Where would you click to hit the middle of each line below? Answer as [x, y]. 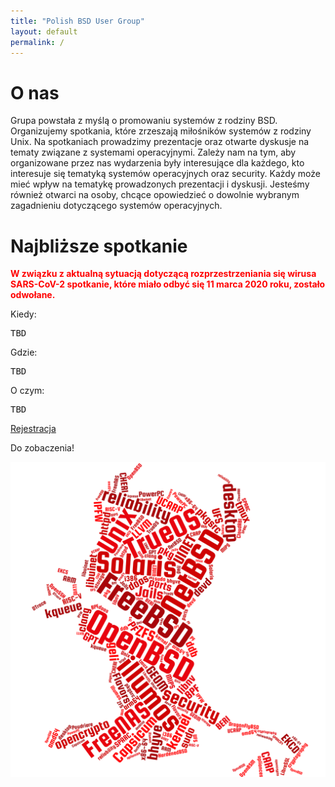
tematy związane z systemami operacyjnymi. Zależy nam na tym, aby [153, 152]
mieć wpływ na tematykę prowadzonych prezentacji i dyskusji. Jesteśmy [160, 184]
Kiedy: [23, 314]
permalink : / [37, 42]
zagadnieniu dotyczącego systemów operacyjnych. [116, 206]
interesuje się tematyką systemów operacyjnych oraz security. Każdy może [165, 174]
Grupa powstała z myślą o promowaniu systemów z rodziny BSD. [144, 121]
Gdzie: [24, 352]
